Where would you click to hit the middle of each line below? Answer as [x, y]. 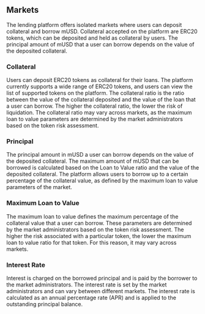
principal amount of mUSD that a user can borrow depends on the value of [100, 44]
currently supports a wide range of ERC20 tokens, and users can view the [99, 87]
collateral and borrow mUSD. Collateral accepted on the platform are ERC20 [102, 31]
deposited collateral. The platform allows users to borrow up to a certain [97, 174]
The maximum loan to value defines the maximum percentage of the [92, 216]
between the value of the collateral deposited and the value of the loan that [101, 100]
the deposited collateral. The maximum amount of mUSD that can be [93, 161]
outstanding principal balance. [45, 304]
